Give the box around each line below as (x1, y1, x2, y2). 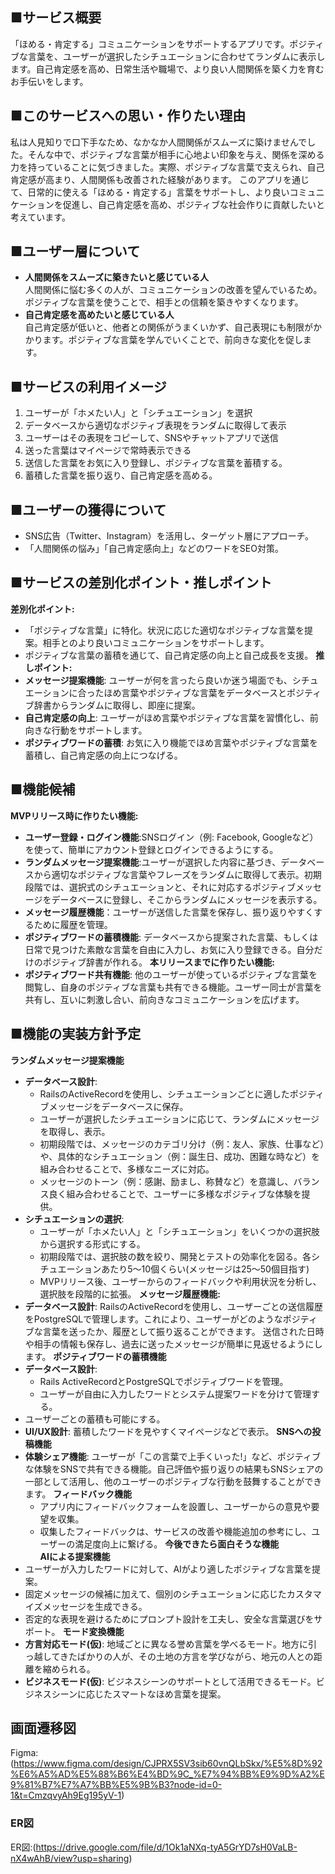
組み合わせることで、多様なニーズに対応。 (39, 1163, 215, 1175)
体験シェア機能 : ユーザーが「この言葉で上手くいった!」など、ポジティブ (24, 1450, 321, 1462)
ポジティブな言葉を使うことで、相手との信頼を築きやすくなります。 (24, 296, 304, 308)
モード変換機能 (62, 1625, 125, 1637)
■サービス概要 (10, 9, 102, 27)
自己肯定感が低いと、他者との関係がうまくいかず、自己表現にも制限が (24, 321, 314, 333)
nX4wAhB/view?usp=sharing (10, 1852, 130, 1864)
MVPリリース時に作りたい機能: (10, 809, 139, 822)
